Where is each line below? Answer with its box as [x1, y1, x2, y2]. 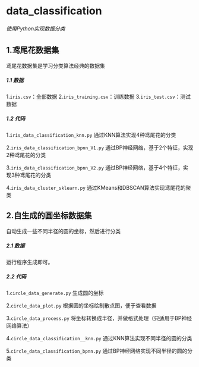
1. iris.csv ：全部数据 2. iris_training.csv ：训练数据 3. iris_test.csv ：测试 [6, 93, 191, 100]
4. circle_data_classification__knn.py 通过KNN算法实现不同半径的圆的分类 [6, 334, 192, 341]
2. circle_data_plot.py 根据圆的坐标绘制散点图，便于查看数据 [6, 302, 157, 309]
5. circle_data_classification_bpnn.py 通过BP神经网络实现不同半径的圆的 [6, 347, 188, 355]
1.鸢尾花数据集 [6, 45, 59, 55]
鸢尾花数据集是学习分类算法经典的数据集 [6, 62, 105, 69]
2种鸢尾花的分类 [6, 151, 46, 158]
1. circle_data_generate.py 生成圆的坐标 [6, 289, 104, 296]
